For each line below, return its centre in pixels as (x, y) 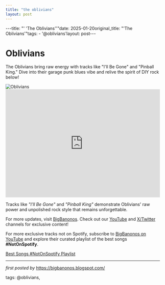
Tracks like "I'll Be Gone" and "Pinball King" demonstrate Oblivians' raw (78, 204)
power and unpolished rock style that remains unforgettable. (67, 210)
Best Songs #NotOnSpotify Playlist (40, 254)
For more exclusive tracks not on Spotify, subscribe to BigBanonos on (76, 234)
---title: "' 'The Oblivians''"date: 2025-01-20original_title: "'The (69, 28)
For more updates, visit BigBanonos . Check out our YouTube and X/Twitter (81, 219)
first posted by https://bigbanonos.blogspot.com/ (55, 268)
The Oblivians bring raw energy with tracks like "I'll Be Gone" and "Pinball (80, 67)
